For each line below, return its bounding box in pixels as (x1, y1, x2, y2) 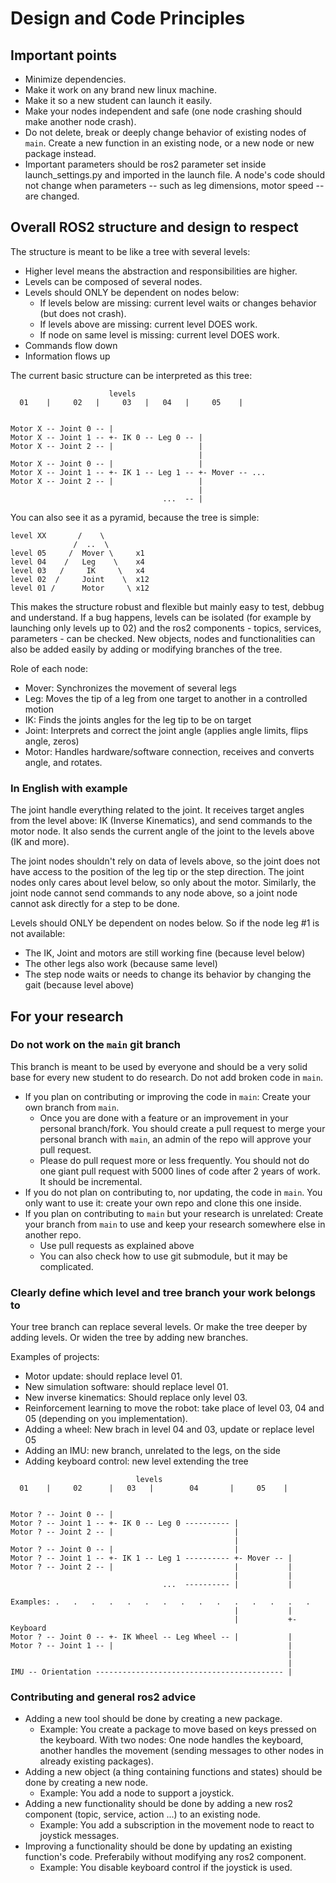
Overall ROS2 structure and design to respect (10, 219, 299, 236)
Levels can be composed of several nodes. (24, 275, 203, 287)
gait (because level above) (24, 979, 135, 991)
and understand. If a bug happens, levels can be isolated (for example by (10, 611, 312, 623)
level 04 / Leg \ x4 (10, 557, 145, 567)
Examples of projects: (10, 1351, 100, 1363)
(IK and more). (10, 836, 70, 848)
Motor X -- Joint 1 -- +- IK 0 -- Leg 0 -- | (10, 432, 203, 442)
